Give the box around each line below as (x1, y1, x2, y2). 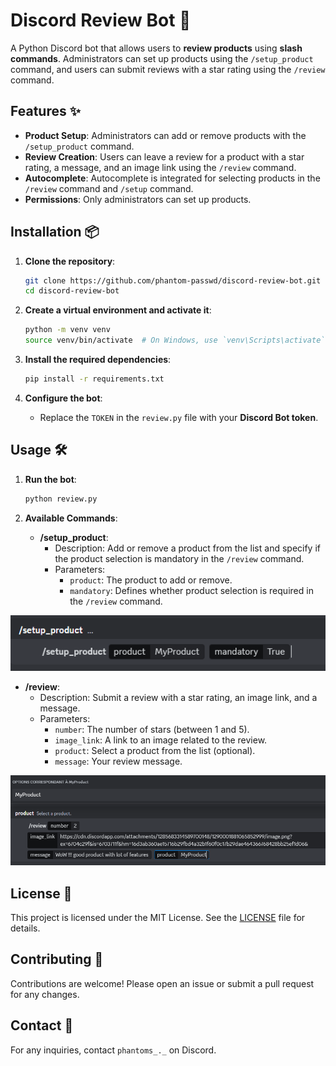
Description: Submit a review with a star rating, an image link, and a (39, 692, 318, 704)
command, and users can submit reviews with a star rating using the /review (10, 63, 326, 75)
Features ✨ (10, 103, 81, 120)
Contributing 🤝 (10, 951, 104, 968)
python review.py (24, 494, 98, 504)
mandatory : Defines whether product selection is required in (69, 584, 314, 596)
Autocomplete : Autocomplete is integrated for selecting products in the (24, 172, 321, 184)
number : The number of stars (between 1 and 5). (54, 724, 250, 736)
